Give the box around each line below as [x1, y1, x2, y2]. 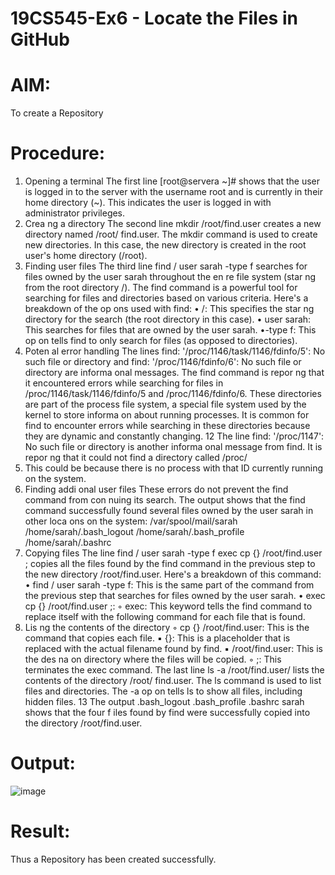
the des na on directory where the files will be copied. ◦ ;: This [24, 653, 282, 666]
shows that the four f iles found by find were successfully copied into [24, 707, 311, 719]
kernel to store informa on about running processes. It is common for [24, 409, 310, 421]
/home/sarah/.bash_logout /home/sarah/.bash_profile [24, 526, 245, 538]
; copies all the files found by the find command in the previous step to [24, 558, 316, 570]
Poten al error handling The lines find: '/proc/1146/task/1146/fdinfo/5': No [24, 345, 326, 357]
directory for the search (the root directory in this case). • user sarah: [24, 313, 312, 326]
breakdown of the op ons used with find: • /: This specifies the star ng [24, 303, 315, 315]
